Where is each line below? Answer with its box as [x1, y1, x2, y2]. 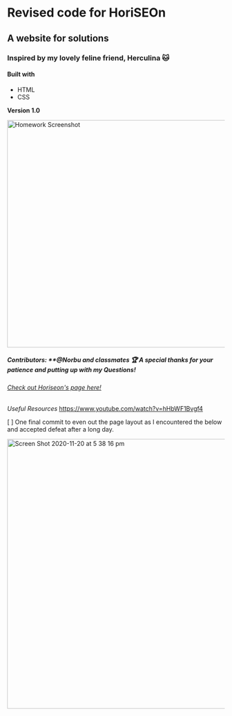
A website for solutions [7, 32, 109, 44]
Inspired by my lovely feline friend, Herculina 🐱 [7, 53, 170, 63]
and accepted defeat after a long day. [7, 425, 114, 434]
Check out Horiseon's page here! [7, 383, 101, 391]
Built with [7, 70, 35, 79]
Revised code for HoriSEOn [7, 5, 166, 21]
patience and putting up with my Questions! [7, 366, 136, 374]
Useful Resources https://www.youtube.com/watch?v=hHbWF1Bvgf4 [7, 405, 204, 413]
